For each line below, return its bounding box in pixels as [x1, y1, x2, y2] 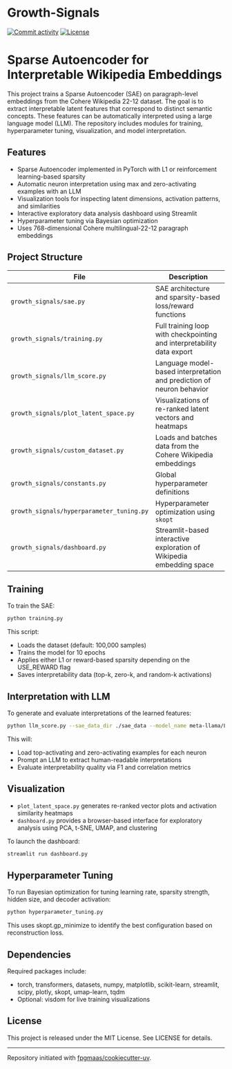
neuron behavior [155, 384, 209, 394]
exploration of [155, 542, 201, 552]
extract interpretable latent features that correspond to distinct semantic [7, 104, 213, 112]
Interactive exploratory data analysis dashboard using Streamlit [17, 209, 197, 218]
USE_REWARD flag [17, 663, 71, 671]
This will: [7, 734, 32, 743]
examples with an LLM [17, 187, 81, 195]
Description [168, 272, 209, 281]
